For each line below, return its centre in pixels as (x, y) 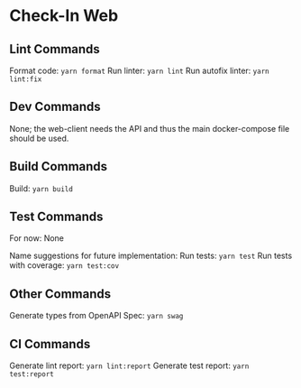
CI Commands (50, 344)
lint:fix (26, 79)
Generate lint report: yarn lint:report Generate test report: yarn (129, 365)
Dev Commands (55, 107)
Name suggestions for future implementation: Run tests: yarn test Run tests (151, 256)
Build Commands (59, 166)
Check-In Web (64, 16)
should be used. (39, 138)
